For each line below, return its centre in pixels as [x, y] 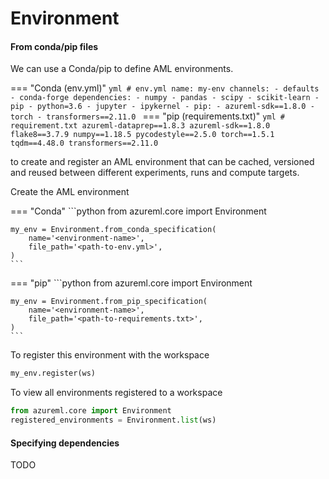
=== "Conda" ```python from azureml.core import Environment [138, 211]
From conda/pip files [54, 46]
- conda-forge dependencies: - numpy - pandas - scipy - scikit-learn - [165, 98]
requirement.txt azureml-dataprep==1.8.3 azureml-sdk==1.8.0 [140, 126]
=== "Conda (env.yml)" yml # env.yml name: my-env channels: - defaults [165, 88]
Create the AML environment [70, 192]
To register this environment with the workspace [110, 355]
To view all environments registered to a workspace [116, 393]
